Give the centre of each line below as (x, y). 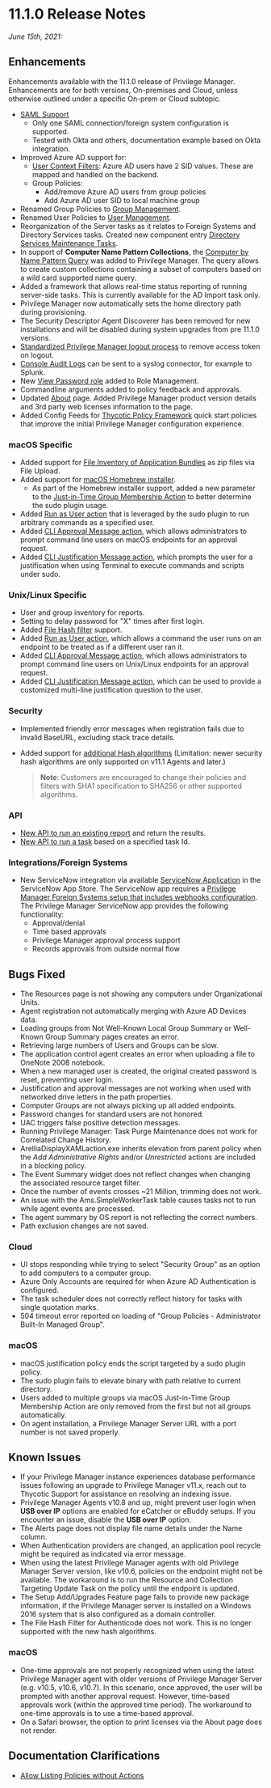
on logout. (37, 355)
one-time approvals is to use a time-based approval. (107, 1713)
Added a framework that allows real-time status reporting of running (133, 286)
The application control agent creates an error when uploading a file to (138, 1054)
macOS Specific (40, 444)
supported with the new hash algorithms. (88, 1632)
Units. (30, 1002)
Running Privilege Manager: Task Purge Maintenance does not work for (139, 1131)
